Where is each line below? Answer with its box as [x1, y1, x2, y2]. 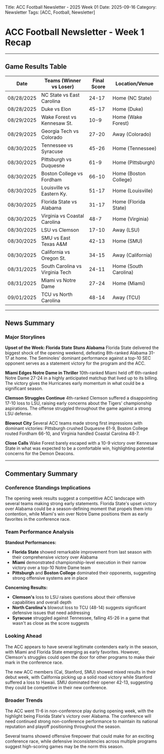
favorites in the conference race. [5, 516, 71, 522]
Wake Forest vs [41, 113, 77, 120]
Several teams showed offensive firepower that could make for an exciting [5, 733, 154, 739]
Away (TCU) [112, 294, 141, 301]
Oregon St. [41, 255, 66, 262]
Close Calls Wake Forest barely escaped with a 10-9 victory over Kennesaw [5, 440, 158, 446]
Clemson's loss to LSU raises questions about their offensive [12, 594, 136, 600]
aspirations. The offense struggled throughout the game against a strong [5, 405, 151, 411]
